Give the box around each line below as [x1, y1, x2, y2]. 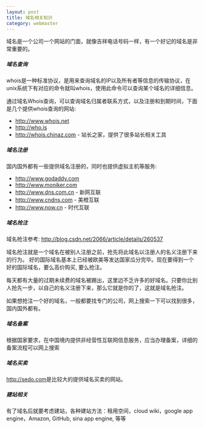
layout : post [6, 9, 39, 15]
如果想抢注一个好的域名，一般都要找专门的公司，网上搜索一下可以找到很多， [6, 297, 198, 305]
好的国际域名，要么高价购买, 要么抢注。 [6, 263, 105, 271]
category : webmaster [6, 20, 59, 26]
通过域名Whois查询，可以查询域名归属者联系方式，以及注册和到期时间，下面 [6, 98, 198, 105]
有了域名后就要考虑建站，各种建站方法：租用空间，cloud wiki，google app [6, 407, 193, 415]
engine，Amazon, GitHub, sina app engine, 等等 [6, 415, 126, 423]
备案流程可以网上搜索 [6, 344, 59, 351]
